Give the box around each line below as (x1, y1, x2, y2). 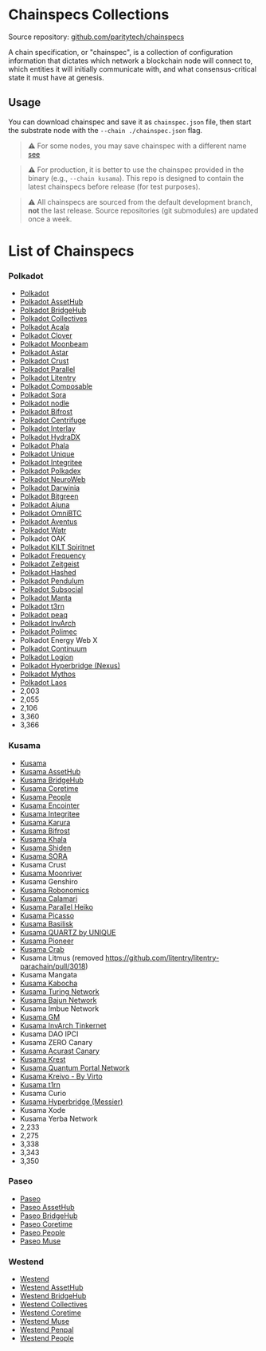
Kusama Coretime (19, 783, 79, 793)
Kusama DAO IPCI (19, 1029, 79, 1039)
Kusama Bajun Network (19, 995, 97, 1004)
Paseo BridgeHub (19, 1211, 78, 1220)
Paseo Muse (19, 1236, 61, 1246)
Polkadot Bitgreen (19, 491, 79, 501)
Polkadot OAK (19, 534, 66, 543)
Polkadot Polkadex (19, 466, 81, 476)
